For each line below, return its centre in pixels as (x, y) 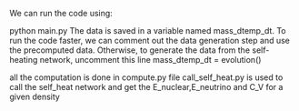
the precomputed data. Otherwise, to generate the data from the (130, 50)
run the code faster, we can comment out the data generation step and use (150, 40)
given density (35, 96)
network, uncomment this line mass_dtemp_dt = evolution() (150, 60)
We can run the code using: (61, 13)
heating (24, 60)
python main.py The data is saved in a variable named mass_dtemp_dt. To (148, 30)
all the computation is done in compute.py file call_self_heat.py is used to (146, 77)
